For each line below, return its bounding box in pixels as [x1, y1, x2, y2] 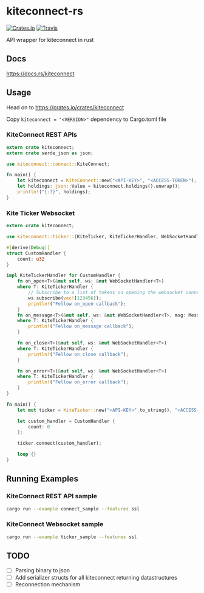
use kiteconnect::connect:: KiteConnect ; [6, 161, 110, 167]
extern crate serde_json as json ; [6, 150, 94, 156]
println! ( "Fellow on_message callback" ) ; [28, 323, 135, 329]
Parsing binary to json [15, 567, 70, 574]
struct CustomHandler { [6, 250, 67, 256]
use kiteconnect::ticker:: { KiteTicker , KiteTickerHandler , [6, 234, 159, 240]
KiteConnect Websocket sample [6, 520, 104, 529]
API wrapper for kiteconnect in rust [6, 36, 94, 43]
